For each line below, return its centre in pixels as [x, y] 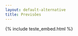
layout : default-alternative [35, 10]
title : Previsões [23, 14]
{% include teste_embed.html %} [39, 28]
